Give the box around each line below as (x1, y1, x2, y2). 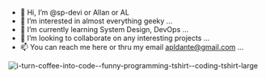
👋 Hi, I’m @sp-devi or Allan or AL (19, 8, 129, 17)
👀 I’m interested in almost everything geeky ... (19, 16, 173, 26)
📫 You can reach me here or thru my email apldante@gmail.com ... (19, 43, 244, 51)
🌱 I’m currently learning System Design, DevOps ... (19, 25, 189, 34)
